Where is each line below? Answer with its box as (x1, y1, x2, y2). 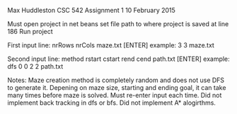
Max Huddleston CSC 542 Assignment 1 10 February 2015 (7, 6, 175, 14)
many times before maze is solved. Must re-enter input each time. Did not (7, 91, 222, 99)
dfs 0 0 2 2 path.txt (7, 62, 64, 70)
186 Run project (7, 28, 53, 35)
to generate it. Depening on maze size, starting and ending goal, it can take (7, 84, 226, 91)
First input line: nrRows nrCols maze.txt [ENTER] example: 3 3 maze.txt (7, 41, 214, 49)
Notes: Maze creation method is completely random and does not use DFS (7, 76, 225, 84)
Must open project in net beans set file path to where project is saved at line (7, 20, 229, 28)
